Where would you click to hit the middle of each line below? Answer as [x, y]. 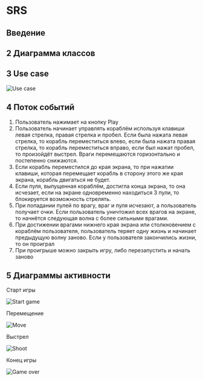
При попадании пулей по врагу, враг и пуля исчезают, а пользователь [106, 205]
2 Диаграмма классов [51, 53]
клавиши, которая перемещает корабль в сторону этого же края [99, 173]
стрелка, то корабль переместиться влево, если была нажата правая [105, 141]
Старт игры [21, 290]
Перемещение [25, 313]
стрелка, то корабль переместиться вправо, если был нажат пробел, [105, 147]
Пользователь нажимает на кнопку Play [67, 122]
